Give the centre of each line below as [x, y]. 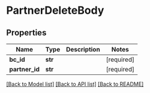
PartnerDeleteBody [55, 10]
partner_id [25, 69]
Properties [26, 33]
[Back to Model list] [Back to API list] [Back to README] [75, 84]
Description [83, 49]
